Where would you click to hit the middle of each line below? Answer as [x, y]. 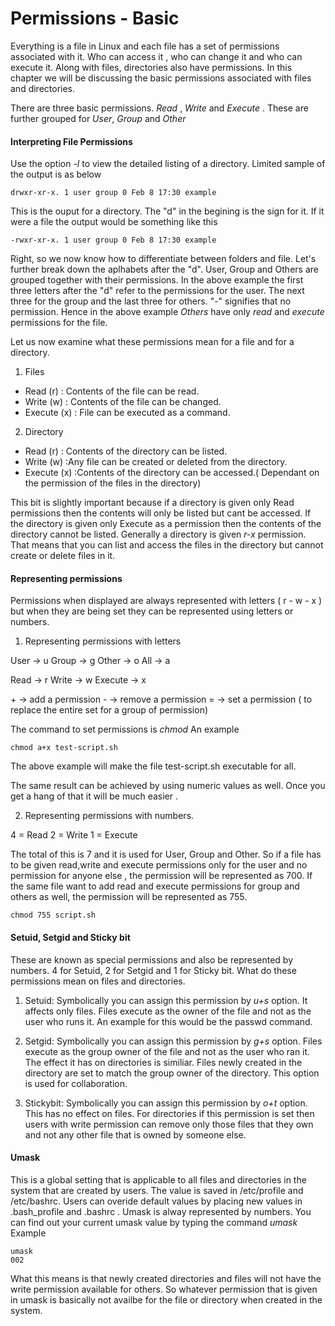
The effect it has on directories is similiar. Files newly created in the [163, 1062]
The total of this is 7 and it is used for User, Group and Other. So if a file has [166, 854]
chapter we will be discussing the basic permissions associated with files [161, 78]
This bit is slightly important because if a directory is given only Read [152, 503]
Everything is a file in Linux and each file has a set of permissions [145, 46]
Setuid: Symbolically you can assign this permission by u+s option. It [166, 1000]
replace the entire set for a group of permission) [109, 710]
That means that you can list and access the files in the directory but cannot [167, 545]
